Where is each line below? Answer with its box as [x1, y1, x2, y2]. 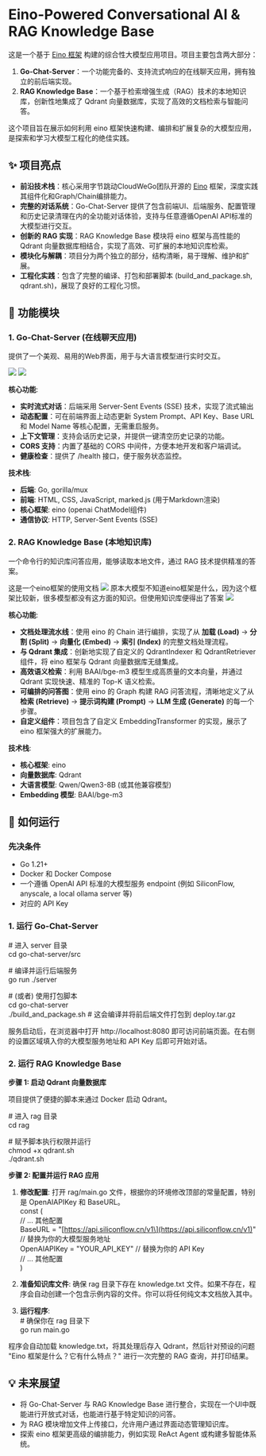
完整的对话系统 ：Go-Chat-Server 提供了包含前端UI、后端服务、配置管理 [19, 201, 256, 211]
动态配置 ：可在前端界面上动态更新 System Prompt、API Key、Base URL [19, 412, 255, 421]
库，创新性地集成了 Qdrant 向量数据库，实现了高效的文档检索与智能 [19, 96, 241, 106]
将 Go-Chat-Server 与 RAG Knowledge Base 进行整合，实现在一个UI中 [19, 1399, 250, 1408]
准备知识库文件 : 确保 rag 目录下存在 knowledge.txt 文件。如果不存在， [19, 1280, 249, 1289]
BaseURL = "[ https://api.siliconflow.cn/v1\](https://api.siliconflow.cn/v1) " [19, 1225, 256, 1234]
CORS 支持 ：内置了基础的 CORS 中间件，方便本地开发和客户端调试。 [19, 441, 246, 451]
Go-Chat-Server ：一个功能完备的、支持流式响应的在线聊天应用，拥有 [19, 66, 249, 76]
